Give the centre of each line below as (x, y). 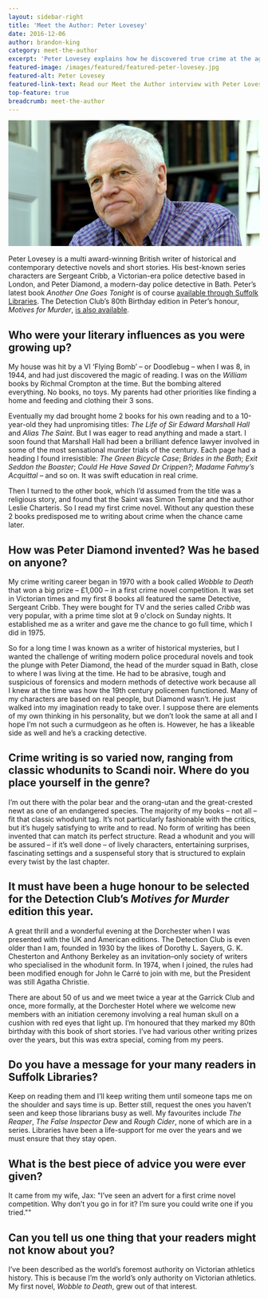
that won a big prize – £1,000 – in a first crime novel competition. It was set (131, 590)
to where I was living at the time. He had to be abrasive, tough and (117, 673)
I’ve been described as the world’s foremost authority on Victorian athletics (132, 1269)
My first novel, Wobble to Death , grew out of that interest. (103, 1286)
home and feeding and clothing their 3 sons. (81, 401)
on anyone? (38, 562)
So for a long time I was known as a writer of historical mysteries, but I (124, 648)
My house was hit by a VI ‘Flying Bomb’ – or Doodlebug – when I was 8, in (129, 366)
